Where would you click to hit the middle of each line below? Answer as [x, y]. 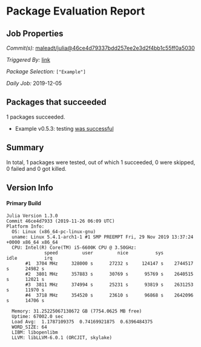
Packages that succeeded [56, 102]
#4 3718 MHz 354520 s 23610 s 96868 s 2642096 [109, 296]
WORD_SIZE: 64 [29, 327]
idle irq [29, 259]
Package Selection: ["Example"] [46, 71]
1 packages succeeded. [36, 117]
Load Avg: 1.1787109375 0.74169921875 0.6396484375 [82, 322]
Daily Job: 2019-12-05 [34, 83]
